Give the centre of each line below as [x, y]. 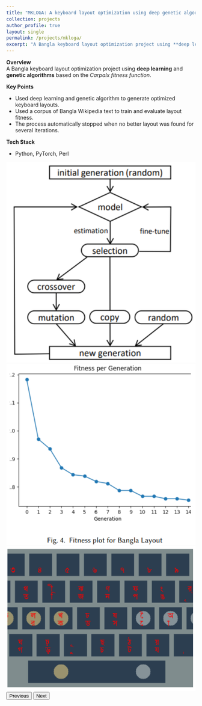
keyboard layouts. [37, 105]
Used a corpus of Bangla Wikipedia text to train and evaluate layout [98, 111]
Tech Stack [20, 142]
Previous [19, 696]
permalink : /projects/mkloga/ [44, 38]
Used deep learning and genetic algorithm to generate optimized [95, 98]
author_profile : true [33, 25]
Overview [19, 62]
